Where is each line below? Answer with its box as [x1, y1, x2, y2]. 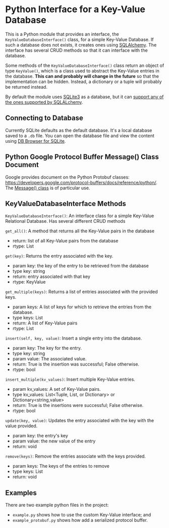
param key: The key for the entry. [12, 345, 82, 351]
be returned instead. [5, 84, 48, 90]
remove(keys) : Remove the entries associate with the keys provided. [5, 453, 146, 459]
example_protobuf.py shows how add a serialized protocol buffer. [12, 517, 148, 523]
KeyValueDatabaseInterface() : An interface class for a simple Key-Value [5, 213, 154, 219]
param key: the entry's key [12, 433, 68, 439]
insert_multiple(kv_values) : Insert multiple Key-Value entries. [5, 376, 135, 383]
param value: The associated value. [12, 356, 87, 362]
